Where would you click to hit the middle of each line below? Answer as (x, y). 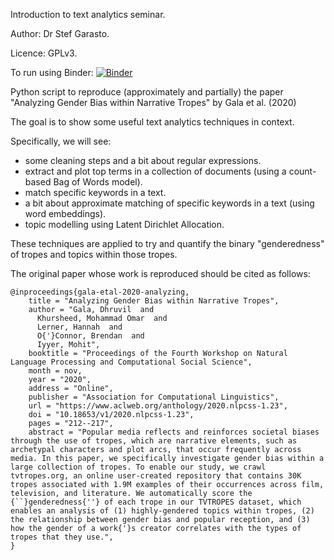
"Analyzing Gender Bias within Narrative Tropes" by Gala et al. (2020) (153, 102)
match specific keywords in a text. (95, 192)
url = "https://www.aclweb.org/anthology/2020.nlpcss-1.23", (158, 406)
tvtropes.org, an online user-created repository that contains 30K (156, 476)
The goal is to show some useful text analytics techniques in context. (152, 122)
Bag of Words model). (98, 182)
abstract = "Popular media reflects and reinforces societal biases (174, 432)
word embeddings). (65, 213)
